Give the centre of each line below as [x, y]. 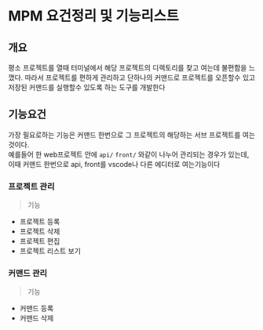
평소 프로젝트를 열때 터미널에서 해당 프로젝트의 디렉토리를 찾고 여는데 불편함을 [128, 68]
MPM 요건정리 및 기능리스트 [93, 16]
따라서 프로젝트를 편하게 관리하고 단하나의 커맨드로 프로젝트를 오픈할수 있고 [140, 78]
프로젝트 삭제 [40, 231]
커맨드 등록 [37, 308]
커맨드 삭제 [37, 318]
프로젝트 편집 [40, 241]
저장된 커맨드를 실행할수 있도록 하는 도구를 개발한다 [87, 87]
